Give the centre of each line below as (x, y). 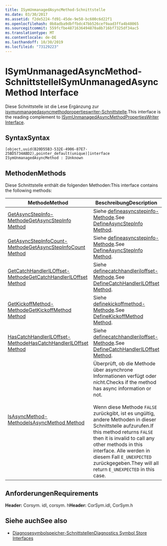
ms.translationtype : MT (30, 33)
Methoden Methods (36, 173)
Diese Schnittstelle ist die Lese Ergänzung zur (52, 106)
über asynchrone (113, 370)
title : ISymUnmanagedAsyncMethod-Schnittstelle (55, 10)
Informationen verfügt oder (125, 376)
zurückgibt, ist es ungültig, (124, 414)
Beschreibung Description (126, 203)
